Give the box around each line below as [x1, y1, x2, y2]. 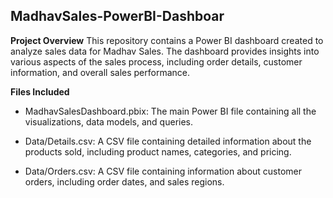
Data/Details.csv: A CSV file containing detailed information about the [24, 135, 312, 147]
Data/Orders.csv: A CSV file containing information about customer [24, 165, 303, 177]
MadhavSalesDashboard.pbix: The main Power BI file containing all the [24, 105, 317, 117]
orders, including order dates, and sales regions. [24, 175, 225, 188]
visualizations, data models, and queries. [24, 115, 194, 128]
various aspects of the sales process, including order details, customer [10, 55, 303, 68]
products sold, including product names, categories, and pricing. [24, 145, 292, 158]
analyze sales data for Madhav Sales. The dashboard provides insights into [10, 45, 320, 57]
